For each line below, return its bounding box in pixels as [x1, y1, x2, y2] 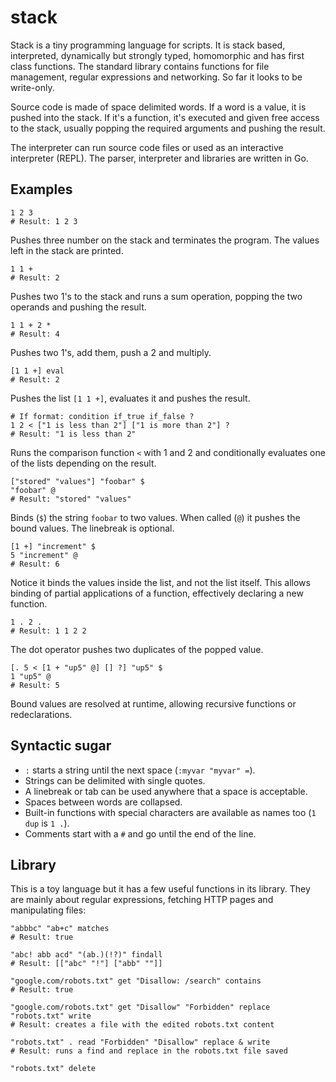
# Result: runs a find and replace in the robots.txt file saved [10, 1046, 288, 1056]
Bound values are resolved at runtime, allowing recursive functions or [10, 697, 297, 710]
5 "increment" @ [10, 550, 78, 560]
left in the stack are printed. [10, 244, 124, 256]
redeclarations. [10, 708, 73, 720]
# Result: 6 [10, 559, 60, 569]
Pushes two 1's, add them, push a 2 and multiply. [10, 346, 212, 358]
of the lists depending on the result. [10, 457, 157, 469]
